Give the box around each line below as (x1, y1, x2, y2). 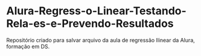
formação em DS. (6, 43, 50, 50)
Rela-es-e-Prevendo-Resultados (6, 17, 174, 30)
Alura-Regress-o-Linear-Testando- (6, 4, 187, 18)
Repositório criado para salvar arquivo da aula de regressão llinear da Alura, (6, 36, 195, 43)
